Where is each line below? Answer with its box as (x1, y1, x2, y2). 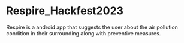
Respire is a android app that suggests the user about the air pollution (6, 24, 179, 31)
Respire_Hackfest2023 (6, 4, 124, 18)
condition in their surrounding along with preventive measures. (6, 29, 161, 37)
